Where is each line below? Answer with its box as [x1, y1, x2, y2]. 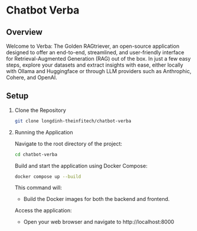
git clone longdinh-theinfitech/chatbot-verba [14, 118, 132, 124]
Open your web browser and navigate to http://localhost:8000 [23, 219, 175, 226]
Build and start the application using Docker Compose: [14, 162, 147, 169]
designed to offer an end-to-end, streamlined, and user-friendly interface [6, 49, 185, 56]
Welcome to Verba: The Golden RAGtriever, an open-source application [6, 42, 180, 49]
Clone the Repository [14, 107, 67, 114]
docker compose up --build [14, 173, 81, 180]
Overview [6, 27, 43, 37]
